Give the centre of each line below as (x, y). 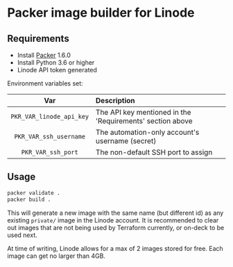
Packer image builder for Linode (101, 13)
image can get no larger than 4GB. (57, 256)
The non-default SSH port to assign (154, 152)
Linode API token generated (57, 70)
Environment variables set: (45, 83)
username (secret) (126, 141)
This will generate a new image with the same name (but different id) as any (115, 213)
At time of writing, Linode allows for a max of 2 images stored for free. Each (115, 248)
